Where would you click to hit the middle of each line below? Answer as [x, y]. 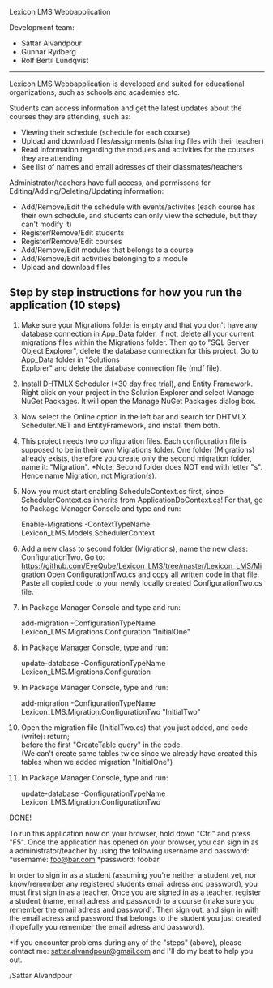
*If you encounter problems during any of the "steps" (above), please [126, 942]
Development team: [42, 27]
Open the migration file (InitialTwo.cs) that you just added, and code [134, 727]
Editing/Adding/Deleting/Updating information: [87, 191]
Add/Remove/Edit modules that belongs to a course [107, 250]
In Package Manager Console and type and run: [101, 607]
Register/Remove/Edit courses [71, 241]
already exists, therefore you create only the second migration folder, [136, 458]
